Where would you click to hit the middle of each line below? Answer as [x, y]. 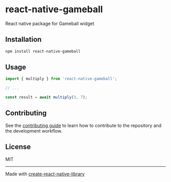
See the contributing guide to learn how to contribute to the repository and [83, 125]
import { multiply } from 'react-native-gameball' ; [61, 79]
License [18, 147]
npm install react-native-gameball [43, 51]
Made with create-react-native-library [45, 174]
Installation [23, 40]
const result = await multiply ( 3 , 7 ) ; [46, 97]
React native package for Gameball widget [50, 23]
